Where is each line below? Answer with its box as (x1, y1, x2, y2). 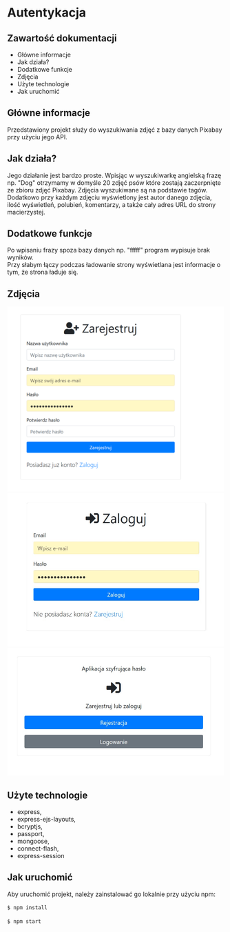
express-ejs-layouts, (17, 815, 76, 823)
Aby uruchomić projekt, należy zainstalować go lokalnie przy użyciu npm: (7, 890, 216, 898)
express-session (17, 851, 65, 860)
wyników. (7, 253, 34, 261)
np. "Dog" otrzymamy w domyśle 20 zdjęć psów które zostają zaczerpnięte (7, 178, 222, 187)
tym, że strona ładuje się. (7, 268, 79, 277)
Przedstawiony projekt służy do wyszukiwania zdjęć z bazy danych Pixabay (7, 126, 222, 134)
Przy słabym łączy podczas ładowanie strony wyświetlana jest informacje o (7, 261, 221, 269)
